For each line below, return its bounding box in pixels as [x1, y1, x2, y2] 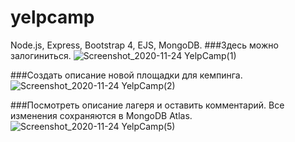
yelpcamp [10, 6, 95, 29]
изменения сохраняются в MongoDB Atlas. [10, 109, 193, 121]
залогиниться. [10, 49, 72, 61]
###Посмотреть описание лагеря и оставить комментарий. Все [10, 99, 285, 111]
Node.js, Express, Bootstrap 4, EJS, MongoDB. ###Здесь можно [10, 39, 279, 51]
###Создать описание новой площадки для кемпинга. [10, 69, 243, 81]
